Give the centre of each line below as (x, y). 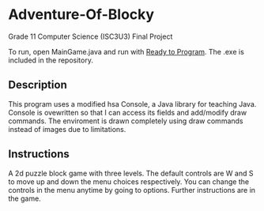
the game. (25, 198)
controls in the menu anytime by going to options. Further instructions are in (132, 190)
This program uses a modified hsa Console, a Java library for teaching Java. (132, 104)
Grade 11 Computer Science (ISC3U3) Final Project (91, 36)
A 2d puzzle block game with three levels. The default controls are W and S (131, 173)
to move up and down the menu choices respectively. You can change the (129, 181)
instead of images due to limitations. (67, 129)
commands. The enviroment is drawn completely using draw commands (126, 121)
